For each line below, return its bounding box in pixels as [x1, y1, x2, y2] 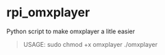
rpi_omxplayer [6, 5, 90, 20]
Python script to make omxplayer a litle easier [6, 27, 136, 35]
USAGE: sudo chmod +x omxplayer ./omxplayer [23, 40, 158, 48]
